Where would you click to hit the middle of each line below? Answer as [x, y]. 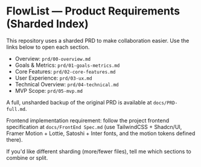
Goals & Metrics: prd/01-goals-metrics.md [67, 65]
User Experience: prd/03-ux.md [53, 78]
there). [14, 139]
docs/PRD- [165, 103]
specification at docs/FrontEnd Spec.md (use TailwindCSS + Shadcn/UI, [94, 127]
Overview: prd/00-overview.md [53, 58]
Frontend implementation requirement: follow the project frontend [88, 120]
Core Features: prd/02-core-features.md [65, 71]
